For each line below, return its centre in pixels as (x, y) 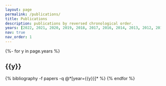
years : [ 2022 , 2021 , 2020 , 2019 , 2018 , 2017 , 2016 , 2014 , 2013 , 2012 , (79, 28)
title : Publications (26, 19)
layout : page (19, 10)
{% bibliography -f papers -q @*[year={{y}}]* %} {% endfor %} (70, 78)
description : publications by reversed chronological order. (69, 23)
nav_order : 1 (19, 37)
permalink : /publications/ (33, 14)
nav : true (15, 32)
